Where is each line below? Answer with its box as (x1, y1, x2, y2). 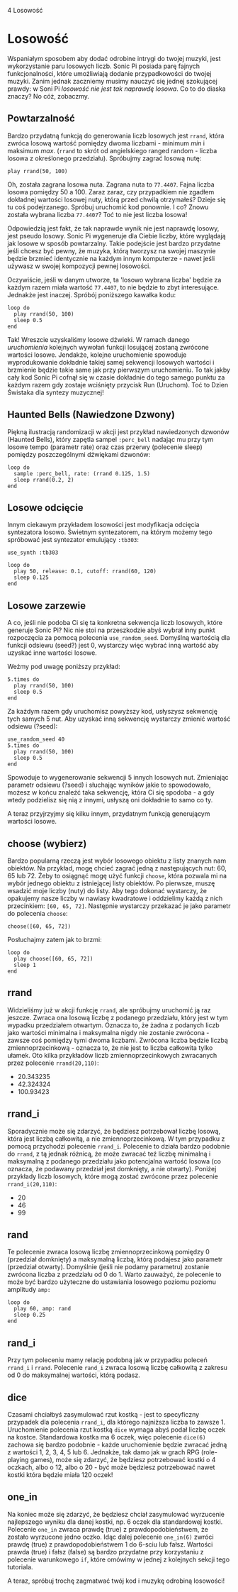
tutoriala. (7, 1562, 33, 1571)
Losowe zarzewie (7, 599, 86, 612)
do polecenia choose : (7, 910, 69, 917)
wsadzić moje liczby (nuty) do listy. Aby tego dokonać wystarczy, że (7, 887, 208, 895)
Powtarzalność (7, 113, 76, 125)
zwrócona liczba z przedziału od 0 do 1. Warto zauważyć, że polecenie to (7, 1270, 222, 1279)
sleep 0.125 (13, 574, 50, 581)
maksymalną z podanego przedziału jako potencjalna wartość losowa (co (7, 1156, 222, 1166)
